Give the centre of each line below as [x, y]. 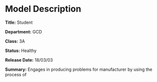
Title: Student [19, 22]
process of [16, 74]
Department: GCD [24, 32]
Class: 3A [15, 41]
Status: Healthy [21, 50]
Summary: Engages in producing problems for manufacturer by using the [79, 69]
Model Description [43, 9]
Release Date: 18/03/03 [29, 60]
